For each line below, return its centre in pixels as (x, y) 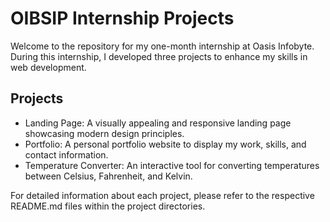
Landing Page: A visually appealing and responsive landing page (158, 123)
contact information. (66, 154)
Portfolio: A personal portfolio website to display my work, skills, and (165, 144)
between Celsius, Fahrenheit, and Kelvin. (108, 176)
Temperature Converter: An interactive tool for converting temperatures (172, 165)
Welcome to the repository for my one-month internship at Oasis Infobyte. (162, 46)
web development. (48, 67)
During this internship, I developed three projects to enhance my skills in (159, 56)
